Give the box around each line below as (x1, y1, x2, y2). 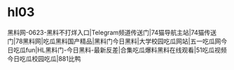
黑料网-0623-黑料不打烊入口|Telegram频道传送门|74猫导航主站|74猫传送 (7, 28, 217, 36)
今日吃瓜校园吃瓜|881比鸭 (7, 54, 81, 63)
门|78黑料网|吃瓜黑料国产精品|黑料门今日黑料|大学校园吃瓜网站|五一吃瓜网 (7, 36, 221, 45)
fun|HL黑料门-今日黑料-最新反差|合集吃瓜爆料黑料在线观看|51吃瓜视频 (25, 45, 227, 54)
